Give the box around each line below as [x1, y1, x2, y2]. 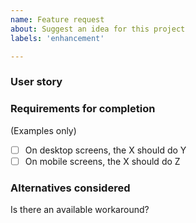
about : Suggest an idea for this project [10, 24, 186, 34]
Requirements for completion [10, 102, 156, 116]
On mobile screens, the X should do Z [24, 155, 181, 167]
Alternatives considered [10, 181, 131, 195]
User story [10, 75, 63, 89]
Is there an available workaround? [10, 204, 150, 216]
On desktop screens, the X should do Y [24, 144, 187, 156]
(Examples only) [10, 124, 77, 136]
